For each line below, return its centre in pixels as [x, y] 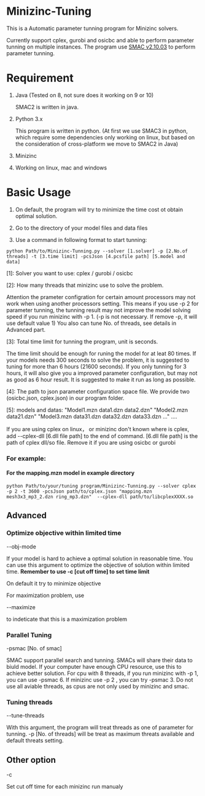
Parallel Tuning [29, 635]
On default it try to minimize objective [54, 583]
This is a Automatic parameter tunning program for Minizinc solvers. [92, 28]
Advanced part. [26, 329]
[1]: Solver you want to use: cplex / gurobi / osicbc [70, 273]
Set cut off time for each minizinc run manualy [65, 787]
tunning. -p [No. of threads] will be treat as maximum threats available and [100, 734]
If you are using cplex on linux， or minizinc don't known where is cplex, [98, 429]
